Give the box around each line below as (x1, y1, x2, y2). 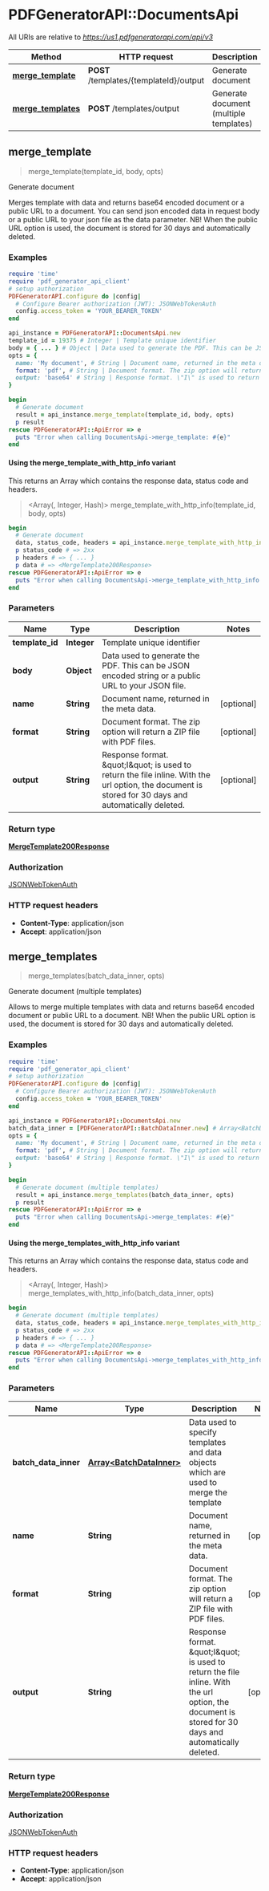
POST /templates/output (87, 103, 180, 114)
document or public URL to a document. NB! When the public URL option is (8, 1011, 256, 1021)
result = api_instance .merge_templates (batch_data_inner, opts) (15, 1191, 235, 1199)
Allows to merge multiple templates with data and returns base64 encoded (8, 1002, 255, 1012)
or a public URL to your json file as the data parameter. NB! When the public (8, 214, 258, 224)
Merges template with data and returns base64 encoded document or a (8, 197, 245, 207)
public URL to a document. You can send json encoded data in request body (8, 206, 260, 216)
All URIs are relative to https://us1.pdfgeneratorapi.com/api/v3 (8, 32, 214, 42)
